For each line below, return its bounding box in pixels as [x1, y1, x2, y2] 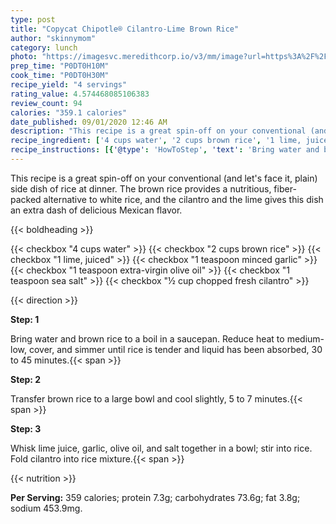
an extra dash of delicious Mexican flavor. [10, 204, 183, 216]
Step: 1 [10, 313, 40, 325]
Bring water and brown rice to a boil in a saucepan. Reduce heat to [10, 332, 285, 345]
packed [10, 193, 42, 205]
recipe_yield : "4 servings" [10, 80, 128, 90]
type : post [10, 14, 56, 25]
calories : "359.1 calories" [10, 107, 128, 118]
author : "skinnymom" [10, 33, 97, 43]
